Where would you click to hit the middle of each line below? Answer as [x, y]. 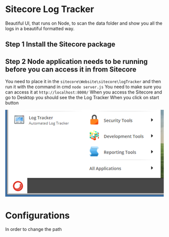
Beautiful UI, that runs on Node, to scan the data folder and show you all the [84, 23]
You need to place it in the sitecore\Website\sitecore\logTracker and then [83, 82]
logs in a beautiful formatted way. [40, 28]
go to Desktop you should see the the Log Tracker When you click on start [82, 98]
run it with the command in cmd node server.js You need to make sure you [83, 87]
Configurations [37, 215]
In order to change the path [33, 229]
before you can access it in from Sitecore [71, 69]
